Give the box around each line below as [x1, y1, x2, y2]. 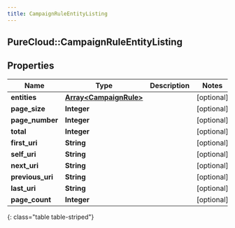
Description [150, 80, 190, 90]
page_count [10, 194, 51, 204]
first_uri [10, 138, 38, 148]
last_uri [10, 183, 36, 193]
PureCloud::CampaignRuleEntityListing [7, 36, 183, 48]
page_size [10, 104, 45, 113]
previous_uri [10, 172, 54, 182]
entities [10, 92, 37, 102]
